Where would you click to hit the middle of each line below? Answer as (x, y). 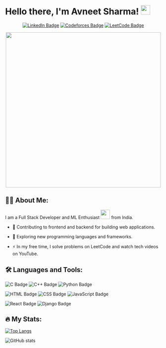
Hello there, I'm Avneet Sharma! (72, 12)
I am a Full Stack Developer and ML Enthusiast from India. (69, 217)
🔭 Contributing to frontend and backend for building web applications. (83, 227)
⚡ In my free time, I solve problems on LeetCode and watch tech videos (85, 246)
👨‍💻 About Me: (27, 200)
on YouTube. (25, 254)
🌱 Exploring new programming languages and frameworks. (72, 236)
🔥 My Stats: (24, 319)
